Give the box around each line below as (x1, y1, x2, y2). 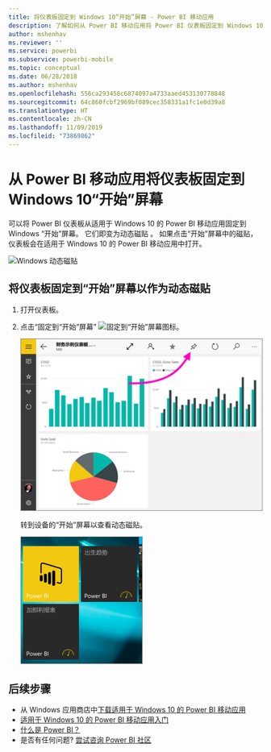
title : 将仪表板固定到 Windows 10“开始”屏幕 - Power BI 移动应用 (8, 13, 215, 21)
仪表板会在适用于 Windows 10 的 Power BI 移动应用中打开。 (8, 239, 206, 248)
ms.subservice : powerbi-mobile (8, 56, 114, 64)
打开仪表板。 (19, 305, 63, 314)
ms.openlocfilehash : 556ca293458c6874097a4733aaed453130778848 (8, 89, 226, 98)
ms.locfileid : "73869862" (8, 132, 95, 140)
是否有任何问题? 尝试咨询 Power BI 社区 (19, 735, 152, 745)
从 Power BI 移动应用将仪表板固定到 (8, 170, 245, 189)
